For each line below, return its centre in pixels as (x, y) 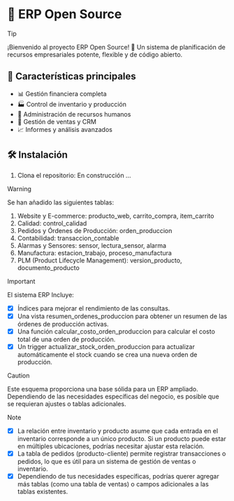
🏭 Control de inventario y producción (72, 104)
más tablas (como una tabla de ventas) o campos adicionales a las (113, 484)
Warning (19, 188)
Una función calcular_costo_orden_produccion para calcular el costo (116, 331)
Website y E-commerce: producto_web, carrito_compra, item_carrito (116, 216)
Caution (19, 375)
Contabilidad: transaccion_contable (68, 238)
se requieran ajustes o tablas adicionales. (67, 403)
